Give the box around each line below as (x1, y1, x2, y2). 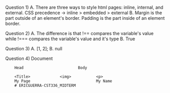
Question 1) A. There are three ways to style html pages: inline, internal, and (5, 5, 163, 10)
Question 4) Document (5, 55, 53, 61)
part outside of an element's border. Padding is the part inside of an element (5, 15, 165, 21)
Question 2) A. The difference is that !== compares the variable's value (5, 30, 154, 36)
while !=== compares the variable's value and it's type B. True (5, 36, 135, 42)
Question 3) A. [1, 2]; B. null (5, 46, 62, 51)
